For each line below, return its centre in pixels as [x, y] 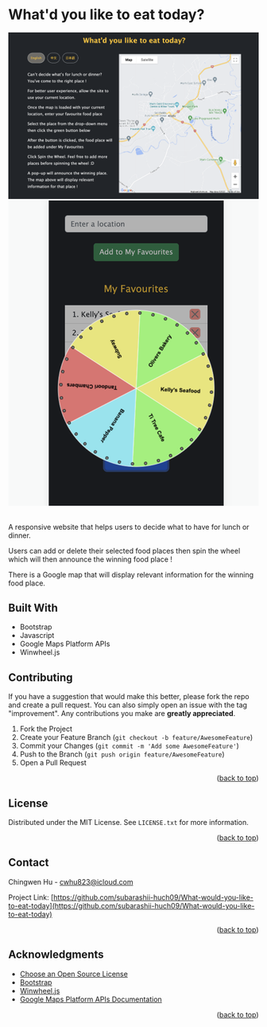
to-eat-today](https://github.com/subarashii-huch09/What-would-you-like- [132, 905]
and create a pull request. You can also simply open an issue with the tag [128, 705]
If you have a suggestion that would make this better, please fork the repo [129, 697]
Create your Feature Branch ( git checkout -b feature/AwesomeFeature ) [136, 737]
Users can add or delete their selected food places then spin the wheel [124, 550]
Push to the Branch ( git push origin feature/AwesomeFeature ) [122, 754]
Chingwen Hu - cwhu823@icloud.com [71, 881]
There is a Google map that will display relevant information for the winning [131, 574]
